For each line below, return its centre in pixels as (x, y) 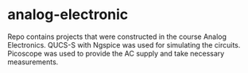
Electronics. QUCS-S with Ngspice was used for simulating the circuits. (124, 44)
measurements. (33, 62)
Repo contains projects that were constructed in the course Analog (117, 36)
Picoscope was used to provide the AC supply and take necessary (116, 53)
